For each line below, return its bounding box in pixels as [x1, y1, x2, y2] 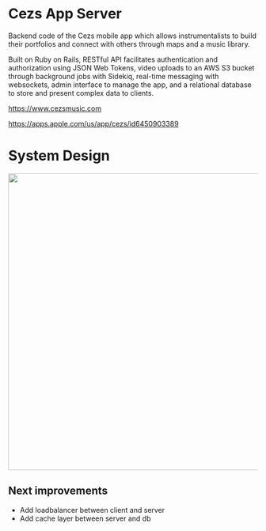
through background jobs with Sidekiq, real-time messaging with [8, 71, 219, 81]
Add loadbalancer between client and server [19, 505, 165, 514]
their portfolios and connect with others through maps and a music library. [8, 39, 251, 48]
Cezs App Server [8, 5, 123, 23]
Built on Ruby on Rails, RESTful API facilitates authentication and [8, 55, 218, 64]
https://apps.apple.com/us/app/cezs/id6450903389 [8, 119, 180, 128]
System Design [8, 147, 111, 165]
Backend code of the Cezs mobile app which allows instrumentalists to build [8, 31, 257, 40]
